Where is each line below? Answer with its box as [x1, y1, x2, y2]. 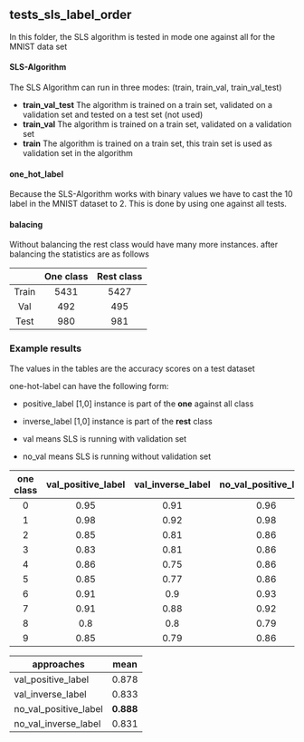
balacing [9, 219, 43, 229]
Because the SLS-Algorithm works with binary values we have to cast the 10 [9, 189, 293, 200]
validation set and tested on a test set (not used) [22, 109, 204, 121]
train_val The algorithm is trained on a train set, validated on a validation [22, 119, 292, 130]
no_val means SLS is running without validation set [22, 451, 212, 462]
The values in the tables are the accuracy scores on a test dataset [9, 363, 255, 374]
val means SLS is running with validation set [22, 433, 187, 444]
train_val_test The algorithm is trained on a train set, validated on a [22, 100, 273, 111]
